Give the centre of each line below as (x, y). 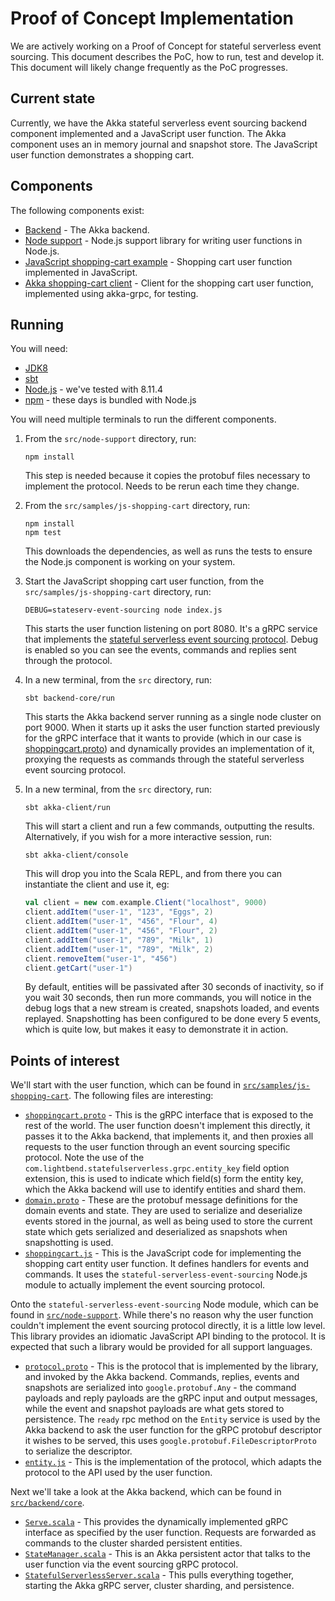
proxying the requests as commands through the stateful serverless (164, 759)
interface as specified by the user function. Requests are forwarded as (170, 1533)
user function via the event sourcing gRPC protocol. (131, 1564)
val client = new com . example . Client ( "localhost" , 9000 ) (146, 903)
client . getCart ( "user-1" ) (78, 968)
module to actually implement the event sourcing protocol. (145, 1285)
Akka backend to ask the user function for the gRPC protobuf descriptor (173, 1430)
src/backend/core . (47, 1503)
